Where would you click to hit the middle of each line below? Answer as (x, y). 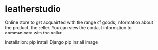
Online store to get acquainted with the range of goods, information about (79, 22)
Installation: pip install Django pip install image (51, 42)
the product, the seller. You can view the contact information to (68, 27)
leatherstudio (33, 9)
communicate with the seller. (34, 33)
